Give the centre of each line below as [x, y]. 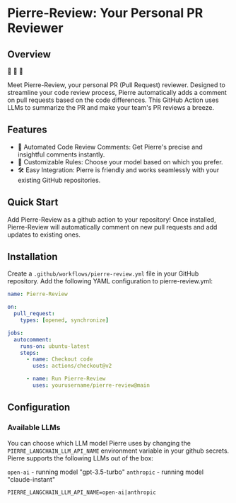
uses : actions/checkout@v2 [72, 366]
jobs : [15, 333]
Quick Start [33, 202]
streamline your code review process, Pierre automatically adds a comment [117, 92]
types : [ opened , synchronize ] [65, 320]
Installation [33, 257]
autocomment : [33, 339]
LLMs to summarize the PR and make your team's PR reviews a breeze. [111, 107]
